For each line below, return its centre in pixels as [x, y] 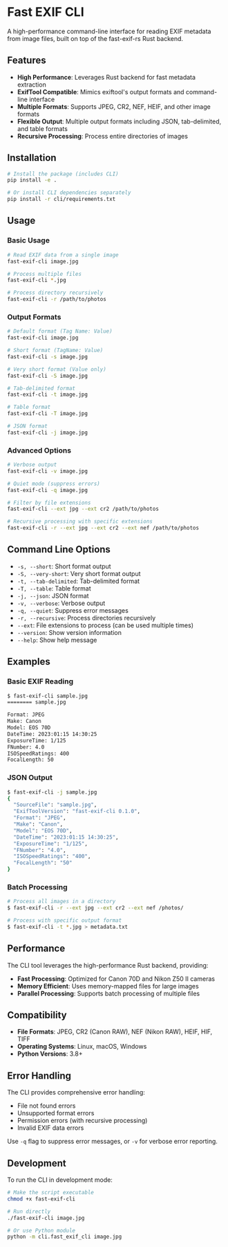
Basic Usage [29, 241]
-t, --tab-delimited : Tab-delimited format [78, 581]
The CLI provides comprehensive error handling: [76, 1092]
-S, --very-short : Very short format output [79, 573]
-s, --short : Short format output [64, 566]
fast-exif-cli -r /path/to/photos [57, 299]
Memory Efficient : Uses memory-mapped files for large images [108, 986]
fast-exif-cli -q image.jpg [48, 490]
